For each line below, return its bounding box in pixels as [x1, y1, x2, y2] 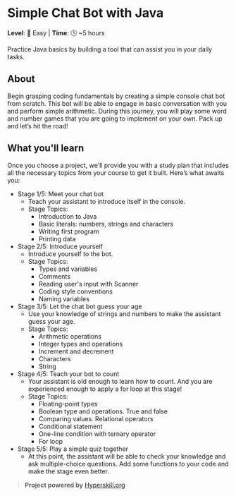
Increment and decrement [38, 347, 114, 356]
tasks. [7, 52, 25, 61]
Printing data [38, 234, 76, 243]
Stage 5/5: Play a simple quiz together [17, 444, 129, 453]
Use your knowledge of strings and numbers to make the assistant [27, 309, 221, 318]
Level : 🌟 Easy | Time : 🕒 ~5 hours [7, 28, 105, 37]
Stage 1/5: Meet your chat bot [17, 189, 104, 198]
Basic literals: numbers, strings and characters [38, 219, 174, 228]
